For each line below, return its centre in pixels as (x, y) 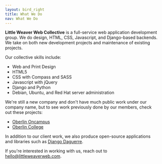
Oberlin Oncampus (31, 122)
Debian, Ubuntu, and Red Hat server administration (63, 92)
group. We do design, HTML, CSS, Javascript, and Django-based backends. (81, 37)
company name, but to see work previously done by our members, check (78, 107)
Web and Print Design (34, 67)
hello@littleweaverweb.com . (33, 156)
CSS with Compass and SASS (42, 77)
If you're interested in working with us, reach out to (56, 151)
